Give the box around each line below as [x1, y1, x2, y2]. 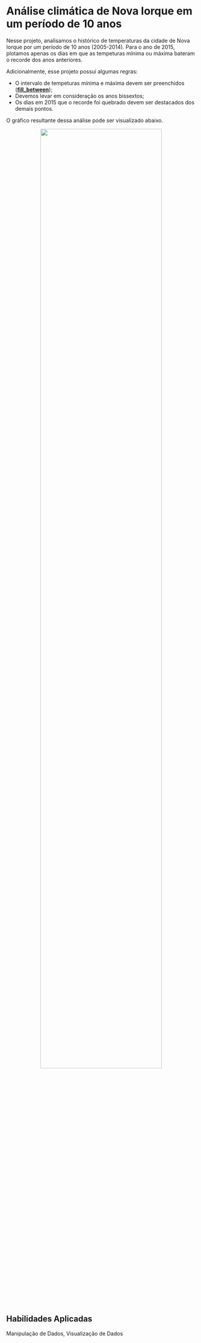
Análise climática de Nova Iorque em [6, 4, 193, 18]
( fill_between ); [14, 86, 53, 93]
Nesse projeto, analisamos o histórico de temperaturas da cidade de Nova [6, 37, 190, 44]
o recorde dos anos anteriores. [6, 56, 83, 63]
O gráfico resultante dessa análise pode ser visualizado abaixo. [6, 116, 164, 124]
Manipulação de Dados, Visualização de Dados [6, 1330, 123, 1337]
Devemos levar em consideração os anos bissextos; [14, 92, 144, 99]
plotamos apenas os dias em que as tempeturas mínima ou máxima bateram [6, 49, 195, 57]
